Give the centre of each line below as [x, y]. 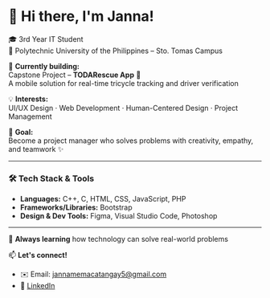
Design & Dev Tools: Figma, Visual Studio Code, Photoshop [119, 216]
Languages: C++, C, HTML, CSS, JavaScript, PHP [103, 199]
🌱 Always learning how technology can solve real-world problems [119, 239]
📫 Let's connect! [38, 255]
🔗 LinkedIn [37, 286]
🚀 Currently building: [44, 66]
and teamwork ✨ [36, 149]
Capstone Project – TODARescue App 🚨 [75, 75]
